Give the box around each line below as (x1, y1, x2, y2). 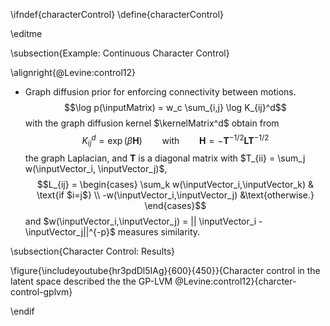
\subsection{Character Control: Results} (10, 245, 176, 258)
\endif (10, 305, 35, 318)
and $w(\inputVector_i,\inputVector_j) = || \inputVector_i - (24, 215, 263, 228)
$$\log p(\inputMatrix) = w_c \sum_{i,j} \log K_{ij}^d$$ (63, 102, 287, 113)
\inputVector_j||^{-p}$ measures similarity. (24, 226, 201, 238)
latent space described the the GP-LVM (10, 275, 173, 288)
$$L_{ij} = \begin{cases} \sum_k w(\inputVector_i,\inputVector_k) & (36, 179, 315, 191)
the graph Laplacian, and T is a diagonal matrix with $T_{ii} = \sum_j (24, 152, 306, 164)
